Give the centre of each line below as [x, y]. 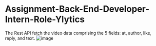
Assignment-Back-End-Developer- [77, 9]
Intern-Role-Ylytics [45, 19]
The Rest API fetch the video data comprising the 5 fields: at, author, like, [78, 33]
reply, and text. [20, 38]
